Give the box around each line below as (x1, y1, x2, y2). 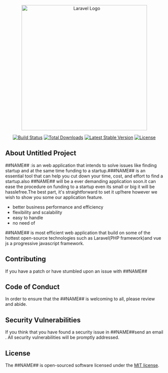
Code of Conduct (5, 283, 60, 291)
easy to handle (12, 215, 44, 221)
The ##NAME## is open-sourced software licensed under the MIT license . (5, 362, 159, 368)
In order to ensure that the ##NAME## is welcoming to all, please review (5, 296, 155, 302)
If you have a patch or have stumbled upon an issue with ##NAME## (5, 268, 147, 274)
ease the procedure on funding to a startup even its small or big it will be (5, 183, 155, 190)
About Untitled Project (5, 149, 77, 157)
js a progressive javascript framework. (5, 240, 84, 246)
